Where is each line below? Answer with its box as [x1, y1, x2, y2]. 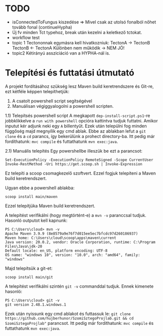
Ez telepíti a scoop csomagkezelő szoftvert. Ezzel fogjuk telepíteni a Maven [5, 170, 156, 176]
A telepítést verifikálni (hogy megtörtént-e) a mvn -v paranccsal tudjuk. [5, 212, 147, 218]
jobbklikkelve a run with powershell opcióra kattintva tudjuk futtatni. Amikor [5, 118, 158, 123]
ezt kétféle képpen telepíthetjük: [5, 88, 70, 94]
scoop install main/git [5, 275, 54, 279]
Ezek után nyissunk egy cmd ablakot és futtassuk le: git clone [5, 311, 131, 316]
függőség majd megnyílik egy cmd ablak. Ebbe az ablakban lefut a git [5, 128, 146, 134]
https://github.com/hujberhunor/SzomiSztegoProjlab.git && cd [5, 316, 134, 321]
